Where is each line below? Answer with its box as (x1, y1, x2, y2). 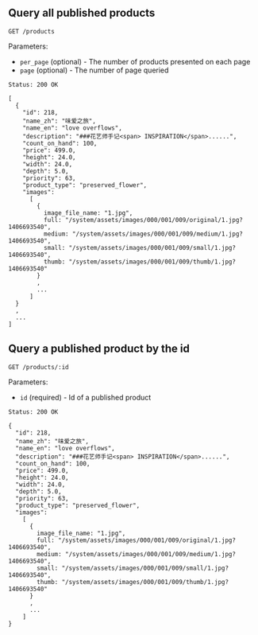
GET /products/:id (8, 363, 69, 371)
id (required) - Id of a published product (19, 392, 152, 402)
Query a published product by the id (8, 342, 191, 356)
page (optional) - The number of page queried (19, 65, 169, 75)
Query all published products (8, 6, 156, 20)
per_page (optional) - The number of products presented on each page (19, 56, 251, 66)
